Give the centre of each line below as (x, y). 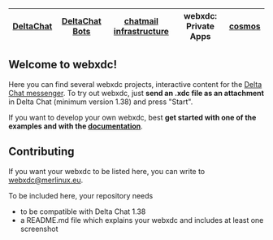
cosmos (245, 26)
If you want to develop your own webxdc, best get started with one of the (132, 117)
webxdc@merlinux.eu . (46, 180)
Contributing (41, 152)
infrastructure (141, 31)
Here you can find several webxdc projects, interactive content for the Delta (135, 84)
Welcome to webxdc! (63, 65)
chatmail (141, 21)
